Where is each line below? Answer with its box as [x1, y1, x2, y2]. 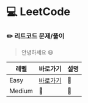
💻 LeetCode [6, 5, 71, 19]
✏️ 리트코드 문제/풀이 [6, 32, 65, 40]
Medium [9, 87, 33, 95]
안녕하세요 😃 [21, 49, 54, 56]
